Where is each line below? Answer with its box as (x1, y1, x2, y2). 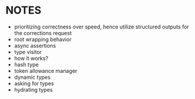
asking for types (14, 79, 55, 87)
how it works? (14, 55, 49, 62)
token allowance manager (14, 67, 78, 74)
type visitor (14, 48, 42, 55)
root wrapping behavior (14, 36, 72, 43)
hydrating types (14, 86, 53, 93)
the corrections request (14, 29, 72, 36)
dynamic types (14, 74, 51, 81)
